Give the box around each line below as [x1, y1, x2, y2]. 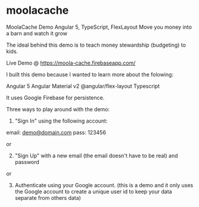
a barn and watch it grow [6, 29, 67, 36]
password [14, 158, 40, 165]
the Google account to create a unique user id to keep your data [14, 188, 172, 195]
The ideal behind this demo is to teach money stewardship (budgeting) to [6, 41, 186, 48]
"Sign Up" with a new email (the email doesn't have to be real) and [14, 152, 178, 159]
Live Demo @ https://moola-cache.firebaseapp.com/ [6, 59, 136, 66]
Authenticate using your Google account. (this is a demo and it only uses [14, 181, 194, 188]
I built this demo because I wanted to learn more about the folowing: [6, 71, 174, 78]
